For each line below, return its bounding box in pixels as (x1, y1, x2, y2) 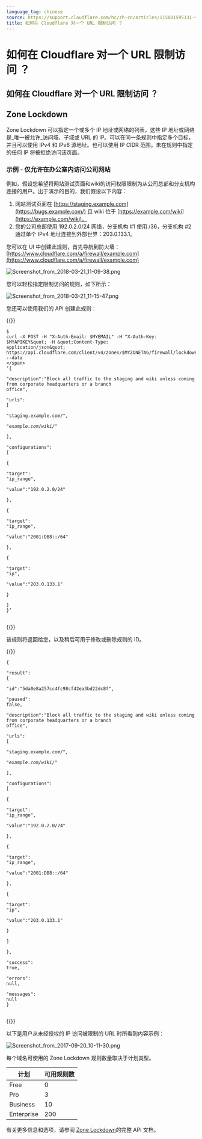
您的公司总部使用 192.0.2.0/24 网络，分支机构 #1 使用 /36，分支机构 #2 (14, 223, 192, 230)
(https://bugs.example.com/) (14, 208, 86, 215)
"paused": (6, 696, 31, 703)
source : (6, 14, 26, 20)
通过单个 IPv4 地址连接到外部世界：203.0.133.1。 (14, 230, 136, 238)
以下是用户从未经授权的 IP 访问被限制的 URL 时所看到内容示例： (6, 1030, 164, 1037)
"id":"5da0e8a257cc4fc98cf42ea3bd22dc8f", (6, 686, 114, 692)
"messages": (6, 991, 36, 998)
